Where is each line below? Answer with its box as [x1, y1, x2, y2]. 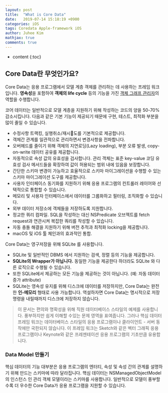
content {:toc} [12, 54, 42, 60]
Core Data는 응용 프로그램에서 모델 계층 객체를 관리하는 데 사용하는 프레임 [5, 84, 150, 90]
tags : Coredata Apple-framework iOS [5, 26, 82, 31]
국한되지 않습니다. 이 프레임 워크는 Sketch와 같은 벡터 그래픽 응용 [31, 325, 159, 331]
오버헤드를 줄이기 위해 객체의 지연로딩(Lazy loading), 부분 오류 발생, [12, 142, 146, 148]
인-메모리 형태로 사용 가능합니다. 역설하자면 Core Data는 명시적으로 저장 [18, 289, 160, 295]
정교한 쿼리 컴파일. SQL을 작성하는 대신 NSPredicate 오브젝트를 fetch [12, 212, 150, 218]
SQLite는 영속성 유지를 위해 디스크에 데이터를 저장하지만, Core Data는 [12, 283, 150, 289]
